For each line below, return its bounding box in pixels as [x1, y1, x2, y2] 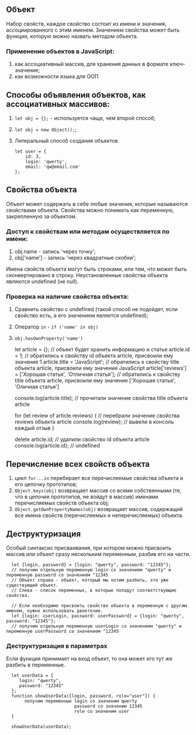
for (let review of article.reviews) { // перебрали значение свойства [14, 412, 180, 419]
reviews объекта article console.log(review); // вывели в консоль [14, 418, 174, 426]
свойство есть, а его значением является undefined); [14, 312, 149, 319]
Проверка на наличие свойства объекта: [6, 292, 129, 301]
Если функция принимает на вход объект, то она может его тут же [6, 655, 173, 662]
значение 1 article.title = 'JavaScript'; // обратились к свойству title [14, 358, 180, 365]
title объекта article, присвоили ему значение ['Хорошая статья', [14, 377, 176, 384]
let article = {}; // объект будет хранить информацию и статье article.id [14, 346, 190, 353]
